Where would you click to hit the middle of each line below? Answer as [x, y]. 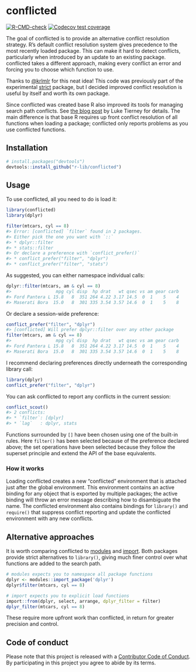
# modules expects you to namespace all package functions [80, 574]
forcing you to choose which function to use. [60, 69]
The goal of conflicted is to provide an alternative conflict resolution [88, 38]
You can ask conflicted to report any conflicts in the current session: [88, 396]
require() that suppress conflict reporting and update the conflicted [88, 512]
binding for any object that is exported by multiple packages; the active [92, 494]
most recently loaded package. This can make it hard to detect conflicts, [93, 50]
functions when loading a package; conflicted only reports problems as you [97, 123]
